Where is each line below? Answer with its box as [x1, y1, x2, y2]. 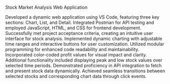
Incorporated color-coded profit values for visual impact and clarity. [5, 52, 147, 58]
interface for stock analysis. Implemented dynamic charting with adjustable [5, 35, 162, 41]
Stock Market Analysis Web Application [5, 5, 88, 10]
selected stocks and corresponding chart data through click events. [5, 73, 147, 79]
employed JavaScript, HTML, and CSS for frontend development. [5, 25, 142, 31]
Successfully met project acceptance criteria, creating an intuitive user [5, 30, 153, 36]
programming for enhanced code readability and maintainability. [5, 47, 140, 52]
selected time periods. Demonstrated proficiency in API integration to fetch [5, 63, 162, 68]
